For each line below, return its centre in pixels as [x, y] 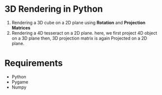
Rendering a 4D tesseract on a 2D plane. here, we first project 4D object [84, 33]
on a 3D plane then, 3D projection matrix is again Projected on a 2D [79, 38]
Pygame [20, 82]
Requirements [34, 63]
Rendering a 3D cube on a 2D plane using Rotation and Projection [79, 23]
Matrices [21, 27]
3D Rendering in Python [54, 9]
